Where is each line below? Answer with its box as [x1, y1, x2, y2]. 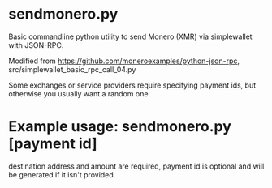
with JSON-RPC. [8, 40, 64, 49]
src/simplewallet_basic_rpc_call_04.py [8, 64, 136, 74]
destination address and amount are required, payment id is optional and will [8, 161, 265, 171]
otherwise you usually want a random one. [8, 88, 151, 98]
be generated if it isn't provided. [8, 169, 116, 179]
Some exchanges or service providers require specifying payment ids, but [8, 80, 257, 90]
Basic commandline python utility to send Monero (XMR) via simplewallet [8, 32, 253, 41]
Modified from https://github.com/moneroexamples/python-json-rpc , [8, 56, 240, 66]
